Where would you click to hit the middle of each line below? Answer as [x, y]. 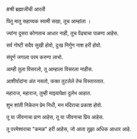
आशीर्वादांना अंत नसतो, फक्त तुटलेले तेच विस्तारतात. [55, 81]
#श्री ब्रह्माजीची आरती [26, 9]
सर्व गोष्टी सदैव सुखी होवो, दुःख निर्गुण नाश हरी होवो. [54, 45]
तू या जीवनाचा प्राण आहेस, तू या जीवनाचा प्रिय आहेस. [55, 117]
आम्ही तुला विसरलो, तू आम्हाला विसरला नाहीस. [50, 69]
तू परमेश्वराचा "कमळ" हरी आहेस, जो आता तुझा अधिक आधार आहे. [69, 129]
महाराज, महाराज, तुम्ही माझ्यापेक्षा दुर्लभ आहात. [49, 93]
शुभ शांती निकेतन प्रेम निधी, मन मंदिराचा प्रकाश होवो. [54, 105]
